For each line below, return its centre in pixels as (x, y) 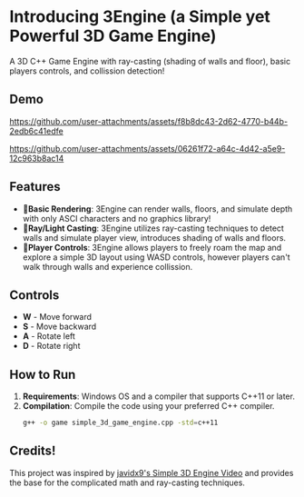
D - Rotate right (51, 346)
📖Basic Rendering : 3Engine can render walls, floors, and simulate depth (157, 209)
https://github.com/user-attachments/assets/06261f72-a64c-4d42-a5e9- (147, 148)
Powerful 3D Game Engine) (113, 36)
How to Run (43, 374)
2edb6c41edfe (36, 131)
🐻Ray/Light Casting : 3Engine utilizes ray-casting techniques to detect (153, 228)
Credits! (33, 451)
